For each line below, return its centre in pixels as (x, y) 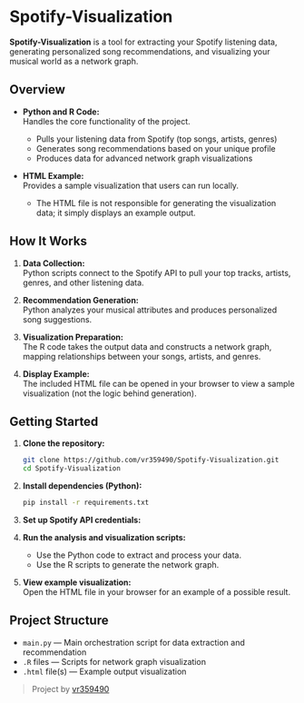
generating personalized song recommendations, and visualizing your (140, 51)
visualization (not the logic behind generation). (109, 393)
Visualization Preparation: (73, 337)
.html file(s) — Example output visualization (104, 671)
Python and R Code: (61, 112)
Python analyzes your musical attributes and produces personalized (150, 310)
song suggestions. (57, 319)
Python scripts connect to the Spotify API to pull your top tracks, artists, (157, 272)
